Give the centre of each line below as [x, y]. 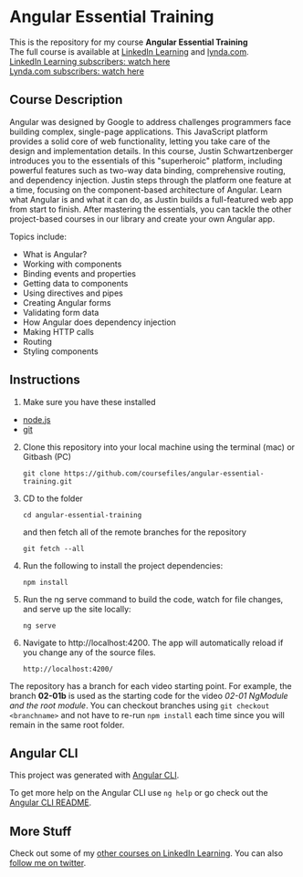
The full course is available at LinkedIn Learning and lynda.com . [129, 51]
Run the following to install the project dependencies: [123, 565]
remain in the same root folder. [67, 725]
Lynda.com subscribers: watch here [77, 71]
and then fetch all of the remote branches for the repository [134, 532]
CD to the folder [53, 498]
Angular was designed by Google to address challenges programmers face [151, 121]
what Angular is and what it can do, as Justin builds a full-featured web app [151, 199]
